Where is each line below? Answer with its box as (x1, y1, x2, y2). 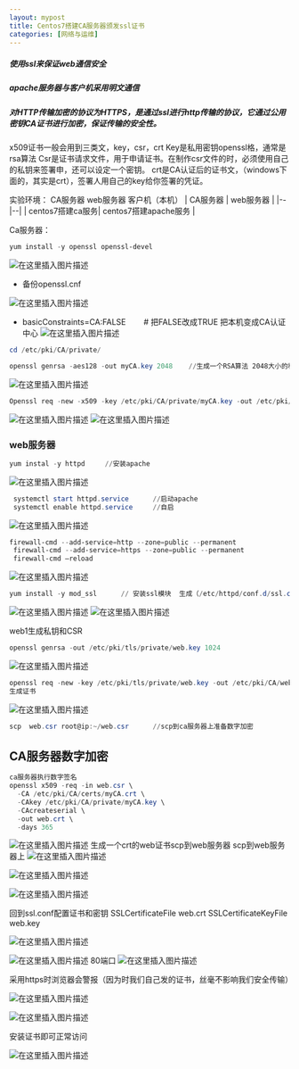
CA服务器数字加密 (9, 749, 109, 764)
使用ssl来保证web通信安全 (9, 58, 107, 69)
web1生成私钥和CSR (9, 626, 83, 636)
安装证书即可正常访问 (9, 1032, 87, 1042)
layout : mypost (9, 12, 66, 22)
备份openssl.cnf (21, 278, 82, 289)
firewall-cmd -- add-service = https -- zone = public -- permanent (12, 546, 245, 555)
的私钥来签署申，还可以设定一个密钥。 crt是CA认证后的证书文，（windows (9, 164, 280, 175)
